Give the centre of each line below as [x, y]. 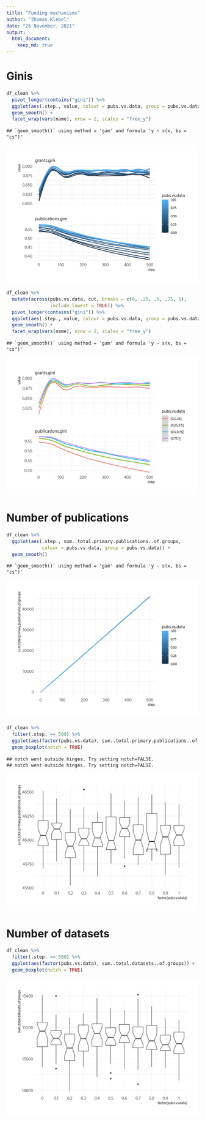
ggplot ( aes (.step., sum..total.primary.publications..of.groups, [97, 541]
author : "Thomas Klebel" [38, 19]
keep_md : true [35, 45]
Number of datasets [58, 933]
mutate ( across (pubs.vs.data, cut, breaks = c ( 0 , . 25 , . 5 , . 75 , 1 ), [99, 299]
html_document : [31, 39]
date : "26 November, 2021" [41, 26]
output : [16, 32]
